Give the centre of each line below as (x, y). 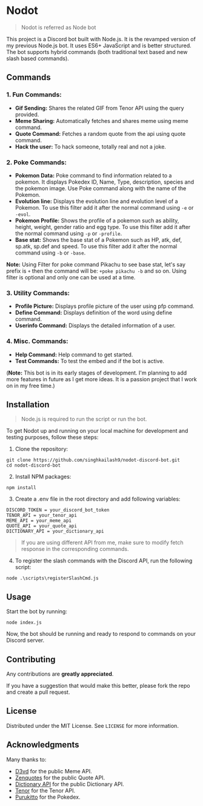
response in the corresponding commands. (75, 549)
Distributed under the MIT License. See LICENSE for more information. (92, 725)
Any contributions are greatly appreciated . (60, 674)
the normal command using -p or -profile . (68, 233)
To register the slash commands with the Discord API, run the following (104, 561)
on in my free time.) (31, 385)
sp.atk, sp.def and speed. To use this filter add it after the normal (96, 246)
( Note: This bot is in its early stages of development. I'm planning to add (97, 373)
